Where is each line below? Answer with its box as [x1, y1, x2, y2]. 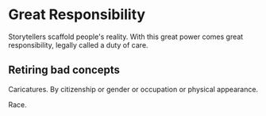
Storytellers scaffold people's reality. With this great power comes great [8, 32, 244, 41]
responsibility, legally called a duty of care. [8, 40, 148, 49]
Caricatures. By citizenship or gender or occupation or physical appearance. [8, 84, 259, 94]
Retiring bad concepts [8, 64, 121, 77]
